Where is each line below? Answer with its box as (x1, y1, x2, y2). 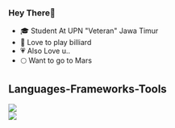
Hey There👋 (8, 7, 56, 19)
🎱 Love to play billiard (19, 38, 92, 47)
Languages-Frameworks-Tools (8, 82, 167, 96)
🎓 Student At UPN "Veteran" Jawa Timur (19, 26, 159, 35)
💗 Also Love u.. (19, 46, 71, 56)
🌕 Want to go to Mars (19, 56, 93, 65)
